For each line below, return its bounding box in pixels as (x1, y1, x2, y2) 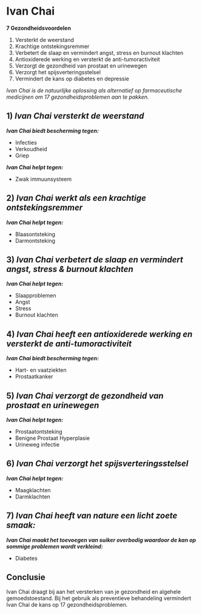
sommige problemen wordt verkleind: (6, 543, 103, 550)
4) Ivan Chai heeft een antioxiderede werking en (6, 329, 193, 339)
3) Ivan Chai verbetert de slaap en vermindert (6, 254, 184, 265)
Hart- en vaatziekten (15, 366, 67, 374)
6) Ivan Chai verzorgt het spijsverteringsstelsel (6, 458, 189, 469)
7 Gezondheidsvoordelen (6, 24, 72, 32)
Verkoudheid (15, 145, 47, 153)
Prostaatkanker (15, 373, 53, 380)
